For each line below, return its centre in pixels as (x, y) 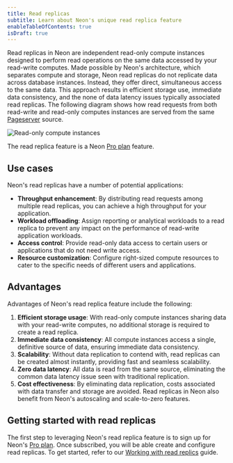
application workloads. (50, 236)
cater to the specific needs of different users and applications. (106, 265)
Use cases (30, 168)
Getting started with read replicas (82, 421)
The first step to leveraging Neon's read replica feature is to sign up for (109, 437)
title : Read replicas (39, 14)
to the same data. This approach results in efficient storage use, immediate (114, 90)
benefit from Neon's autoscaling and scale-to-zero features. (104, 398)
